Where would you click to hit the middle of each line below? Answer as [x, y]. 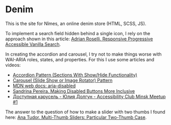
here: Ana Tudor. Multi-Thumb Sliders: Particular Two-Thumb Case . [76, 117]
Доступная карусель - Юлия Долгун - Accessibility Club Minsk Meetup [89, 96]
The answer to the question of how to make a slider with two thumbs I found [86, 112]
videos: [13, 65]
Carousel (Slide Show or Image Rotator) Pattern [63, 80]
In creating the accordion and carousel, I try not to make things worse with [83, 54]
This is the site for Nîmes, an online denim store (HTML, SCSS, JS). [76, 23]
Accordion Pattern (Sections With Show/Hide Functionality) [75, 74]
